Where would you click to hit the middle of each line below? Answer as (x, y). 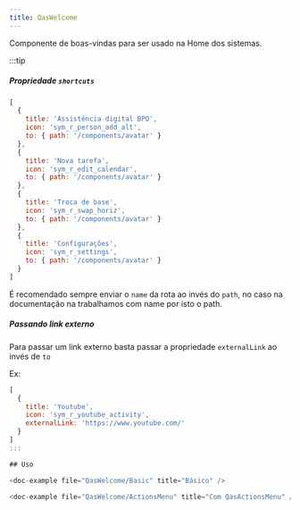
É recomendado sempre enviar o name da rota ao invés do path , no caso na (146, 294)
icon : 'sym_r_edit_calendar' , (82, 169)
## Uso (21, 464)
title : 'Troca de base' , (71, 202)
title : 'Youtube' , (59, 407)
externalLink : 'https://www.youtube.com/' (105, 423)
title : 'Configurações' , (71, 244)
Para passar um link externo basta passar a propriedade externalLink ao (143, 346)
